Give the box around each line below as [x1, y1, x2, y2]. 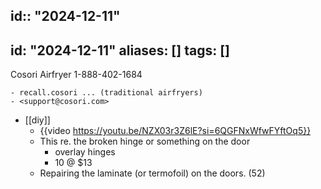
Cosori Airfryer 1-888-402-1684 [10, 69, 143, 81]
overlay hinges [54, 146, 116, 158]
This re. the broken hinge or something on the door [39, 135, 251, 148]
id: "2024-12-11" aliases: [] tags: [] [10, 42, 231, 59]
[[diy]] [24, 114, 51, 126]
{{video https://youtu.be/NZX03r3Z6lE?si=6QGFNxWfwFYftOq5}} [39, 125, 312, 137]
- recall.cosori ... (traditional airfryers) [10, 88, 203, 98]
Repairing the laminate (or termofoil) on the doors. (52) [39, 167, 266, 179]
